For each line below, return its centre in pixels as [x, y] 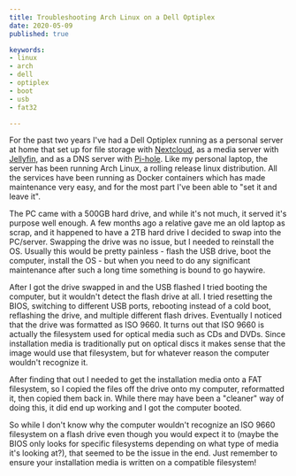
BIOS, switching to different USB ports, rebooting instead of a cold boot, [140, 306]
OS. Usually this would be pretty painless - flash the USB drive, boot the [140, 251]
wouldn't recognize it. [49, 363]
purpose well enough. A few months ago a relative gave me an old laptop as [147, 223]
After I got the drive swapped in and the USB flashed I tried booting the [138, 288]
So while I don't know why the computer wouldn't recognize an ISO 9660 [142, 425]
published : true [39, 34]
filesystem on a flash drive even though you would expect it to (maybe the [144, 434]
